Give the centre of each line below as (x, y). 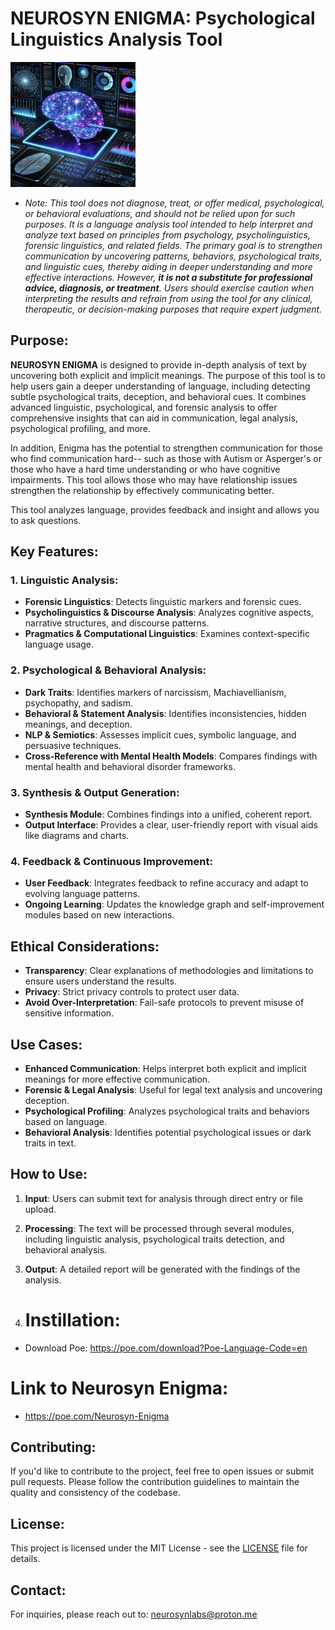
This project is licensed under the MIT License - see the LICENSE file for (159, 1548)
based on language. (66, 1121)
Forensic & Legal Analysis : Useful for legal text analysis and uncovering (173, 1089)
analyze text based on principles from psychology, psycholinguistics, (167, 234)
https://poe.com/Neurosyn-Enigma (97, 1416)
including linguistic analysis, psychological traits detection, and (154, 1239)
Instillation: (72, 1319)
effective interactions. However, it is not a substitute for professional (168, 277)
